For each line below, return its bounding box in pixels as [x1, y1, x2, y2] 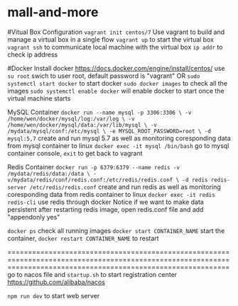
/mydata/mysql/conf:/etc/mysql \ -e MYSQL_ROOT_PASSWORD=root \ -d [7, 127, 212, 135]
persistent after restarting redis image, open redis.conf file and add [7, 205, 204, 213]
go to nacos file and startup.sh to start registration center [7, 270, 178, 278]
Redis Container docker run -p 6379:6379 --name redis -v [7, 162, 180, 171]
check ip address [7, 50, 58, 59]
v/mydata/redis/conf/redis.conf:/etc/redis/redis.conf [7, 176, 173, 183]
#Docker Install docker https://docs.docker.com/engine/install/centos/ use [7, 64, 225, 72]
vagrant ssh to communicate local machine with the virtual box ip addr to [7, 42, 223, 51]
